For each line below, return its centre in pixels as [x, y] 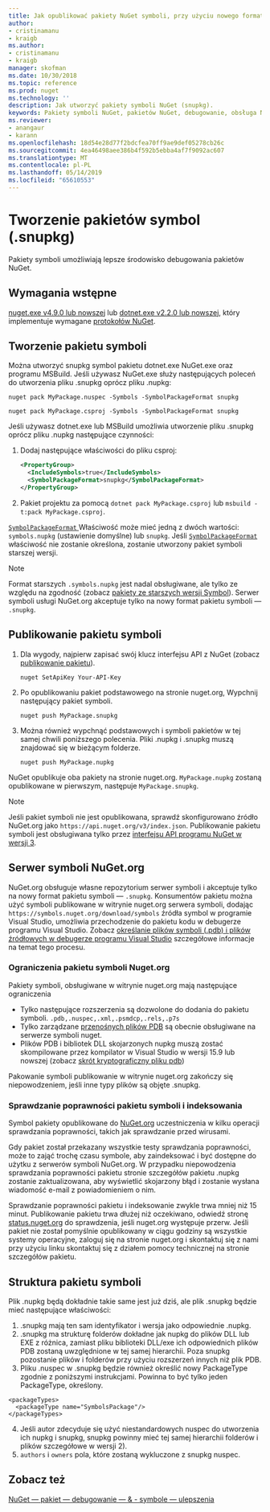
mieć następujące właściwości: [59, 1309]
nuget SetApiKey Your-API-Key [71, 677]
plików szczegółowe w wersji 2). [74, 1446]
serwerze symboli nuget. [61, 1035]
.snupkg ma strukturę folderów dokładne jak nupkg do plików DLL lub [135, 1334]
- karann [23, 135]
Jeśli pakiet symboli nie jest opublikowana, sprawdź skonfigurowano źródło [133, 817]
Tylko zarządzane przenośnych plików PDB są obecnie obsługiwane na [137, 1026]
